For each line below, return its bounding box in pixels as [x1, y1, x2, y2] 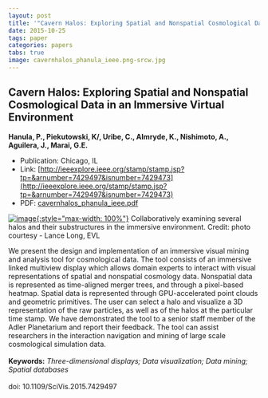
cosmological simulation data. [8, 339, 106, 349]
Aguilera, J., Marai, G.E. [8, 140, 89, 150]
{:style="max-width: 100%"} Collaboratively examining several [36, 213, 242, 223]
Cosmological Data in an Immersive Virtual [8, 98, 225, 112]
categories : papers [8, 41, 73, 49]
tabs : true [8, 49, 45, 57]
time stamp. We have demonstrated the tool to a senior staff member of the [8, 313, 256, 323]
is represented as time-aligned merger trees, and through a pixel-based [8, 280, 244, 290]
